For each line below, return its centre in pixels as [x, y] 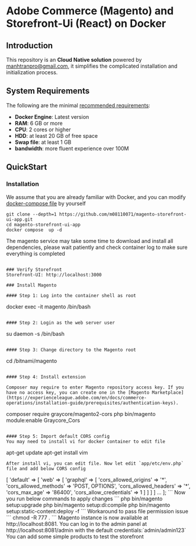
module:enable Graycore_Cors [43, 420]
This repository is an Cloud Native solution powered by [74, 60]
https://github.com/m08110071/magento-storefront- [123, 214]
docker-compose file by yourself [46, 203]
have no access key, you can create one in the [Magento [78, 392]
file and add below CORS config [46, 468]
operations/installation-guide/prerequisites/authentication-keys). [92, 403]
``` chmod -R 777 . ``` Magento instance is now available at [77, 517]
